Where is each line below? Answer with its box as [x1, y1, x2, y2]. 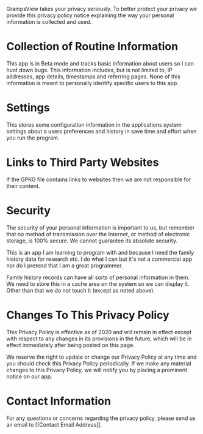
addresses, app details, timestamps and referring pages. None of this [6, 73, 181, 80]
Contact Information [6, 394, 112, 408]
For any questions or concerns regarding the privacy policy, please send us [6, 414, 196, 422]
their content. [6, 182, 40, 189]
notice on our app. [6, 373, 53, 380]
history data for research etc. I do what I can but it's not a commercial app [6, 255, 193, 263]
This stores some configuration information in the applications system [6, 121, 182, 128]
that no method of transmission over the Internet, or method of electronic [6, 230, 190, 238]
